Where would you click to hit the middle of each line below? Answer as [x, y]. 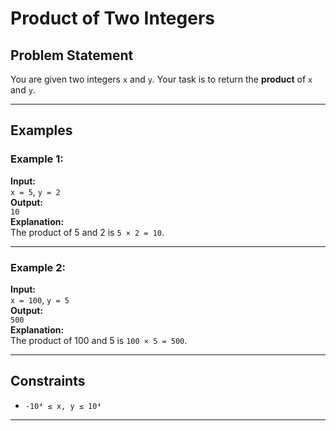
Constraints [48, 381]
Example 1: [37, 159]
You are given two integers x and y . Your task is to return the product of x [161, 79]
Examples [41, 130]
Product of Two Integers [112, 18]
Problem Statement [72, 55]
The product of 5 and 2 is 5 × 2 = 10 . [87, 232]
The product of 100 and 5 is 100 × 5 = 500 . [99, 340]
